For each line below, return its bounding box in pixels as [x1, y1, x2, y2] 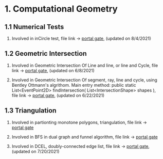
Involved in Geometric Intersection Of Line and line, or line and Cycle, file [11, 62, 158, 68]
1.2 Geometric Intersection [4, 49, 87, 58]
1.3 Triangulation [4, 107, 57, 115]
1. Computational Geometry [4, 3, 118, 15]
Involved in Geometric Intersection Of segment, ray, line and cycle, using [11, 77, 158, 83]
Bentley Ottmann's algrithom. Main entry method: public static [11, 82, 136, 88]
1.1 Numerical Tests [4, 23, 64, 31]
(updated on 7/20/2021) [11, 148, 59, 154]
